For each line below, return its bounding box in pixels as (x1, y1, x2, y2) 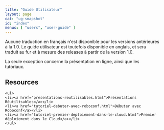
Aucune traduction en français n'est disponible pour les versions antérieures (5, 39, 160, 44)
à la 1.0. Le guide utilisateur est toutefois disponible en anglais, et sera (5, 44, 146, 50)
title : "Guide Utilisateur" (5, 7, 63, 12)
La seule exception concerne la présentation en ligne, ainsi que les (5, 59, 140, 65)
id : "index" (5, 21, 29, 26)
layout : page (5, 12, 32, 17)
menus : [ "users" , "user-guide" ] (5, 25, 76, 30)
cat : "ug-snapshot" (5, 16, 45, 21)
